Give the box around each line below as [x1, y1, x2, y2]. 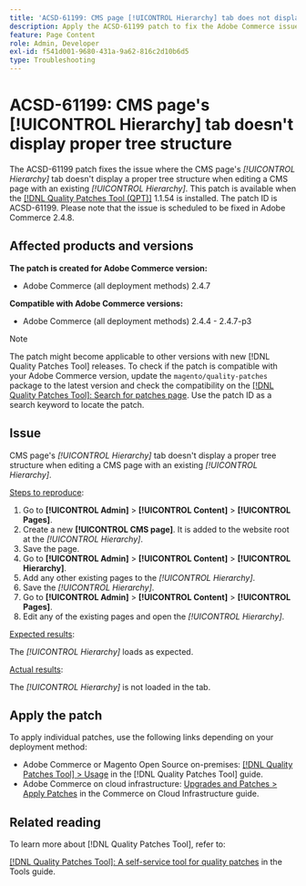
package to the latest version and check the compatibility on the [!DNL [9, 380, 275, 391]
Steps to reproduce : [9, 486, 85, 497]
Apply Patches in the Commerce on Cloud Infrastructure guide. [22, 789, 260, 799]
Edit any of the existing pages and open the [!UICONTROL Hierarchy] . [22, 611, 285, 622]
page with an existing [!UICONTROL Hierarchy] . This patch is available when [9, 183, 297, 194]
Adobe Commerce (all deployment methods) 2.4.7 [22, 280, 211, 291]
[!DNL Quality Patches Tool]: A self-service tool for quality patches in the [9, 857, 282, 868]
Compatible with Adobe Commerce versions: [9, 298, 184, 309]
